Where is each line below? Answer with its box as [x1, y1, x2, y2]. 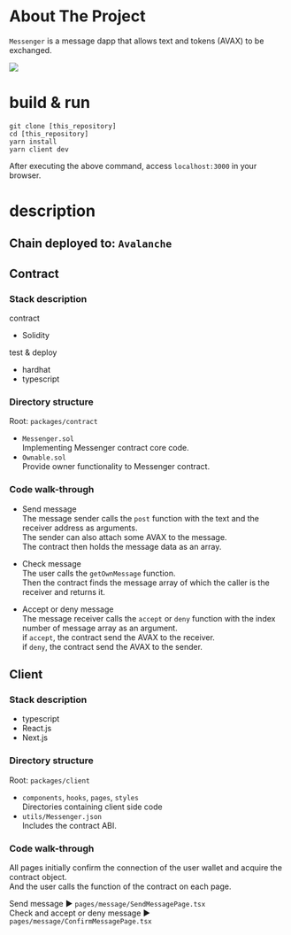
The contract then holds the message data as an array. [21, 541, 222, 552]
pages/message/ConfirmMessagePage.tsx [9, 917, 152, 926]
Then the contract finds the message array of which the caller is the [21, 577, 270, 588]
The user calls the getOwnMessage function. [21, 568, 176, 578]
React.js [21, 723, 52, 734]
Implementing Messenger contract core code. [21, 443, 189, 453]
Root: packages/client [9, 775, 90, 785]
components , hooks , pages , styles [21, 792, 139, 802]
